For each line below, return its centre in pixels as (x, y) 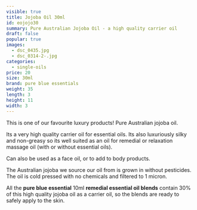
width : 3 (17, 106)
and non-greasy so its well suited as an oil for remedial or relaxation (90, 140)
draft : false (22, 34)
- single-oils (29, 67)
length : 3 (19, 95)
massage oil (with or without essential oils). (59, 147)
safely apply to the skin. (36, 200)
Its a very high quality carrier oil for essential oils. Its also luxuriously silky (96, 134)
